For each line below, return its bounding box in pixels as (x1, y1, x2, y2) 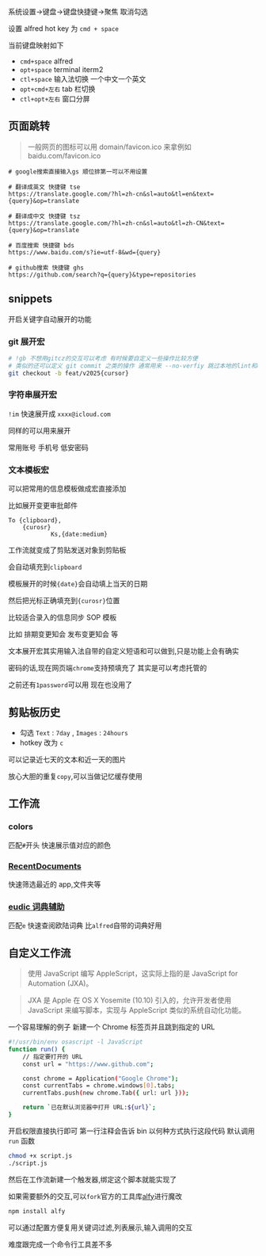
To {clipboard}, (8, 517, 62, 525)
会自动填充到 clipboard (8, 562, 82, 572)
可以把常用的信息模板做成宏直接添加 (8, 484, 127, 494)
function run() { (8, 1045, 66, 1053)
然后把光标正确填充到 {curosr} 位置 (8, 596, 120, 605)
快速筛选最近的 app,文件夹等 (8, 879, 101, 889)
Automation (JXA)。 (27, 979, 93, 988)
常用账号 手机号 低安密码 (8, 442, 89, 452)
